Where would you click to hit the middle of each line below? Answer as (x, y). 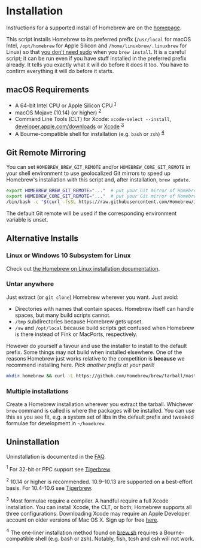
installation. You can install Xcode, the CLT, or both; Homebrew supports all (99, 507)
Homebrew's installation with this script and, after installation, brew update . (98, 180)
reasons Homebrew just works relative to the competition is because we (95, 358)
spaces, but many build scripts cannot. (63, 315)
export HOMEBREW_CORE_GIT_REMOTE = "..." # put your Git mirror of (91, 196)
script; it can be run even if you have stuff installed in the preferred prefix (96, 58)
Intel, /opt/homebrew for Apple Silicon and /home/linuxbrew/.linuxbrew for (97, 46)
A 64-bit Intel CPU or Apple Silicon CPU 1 (66, 105)
